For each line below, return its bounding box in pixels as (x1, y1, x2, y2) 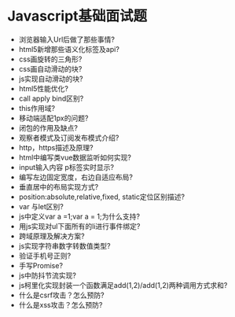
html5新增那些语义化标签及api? (18, 44, 119, 53)
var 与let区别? (18, 201, 64, 211)
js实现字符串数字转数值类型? (18, 241, 111, 250)
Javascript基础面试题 (7, 7, 148, 25)
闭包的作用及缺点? (18, 123, 78, 132)
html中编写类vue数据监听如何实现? (18, 153, 131, 162)
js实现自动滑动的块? (18, 74, 83, 83)
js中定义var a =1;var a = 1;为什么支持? (18, 212, 141, 221)
